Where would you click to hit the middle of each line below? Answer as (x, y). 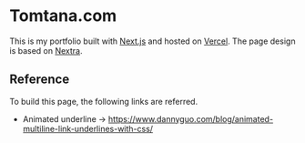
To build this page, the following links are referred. (104, 101)
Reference (40, 80)
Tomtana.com (63, 16)
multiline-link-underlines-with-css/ (87, 128)
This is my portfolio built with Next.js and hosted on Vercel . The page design (152, 41)
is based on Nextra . (46, 50)
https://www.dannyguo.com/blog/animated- (191, 118)
